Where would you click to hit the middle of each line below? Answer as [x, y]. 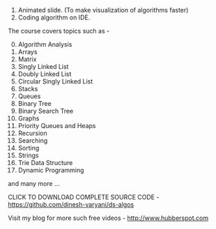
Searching [33, 141]
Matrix [27, 59]
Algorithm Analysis [45, 44]
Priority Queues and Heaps [57, 126]
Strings [28, 155]
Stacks [28, 89]
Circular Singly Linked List [55, 81]
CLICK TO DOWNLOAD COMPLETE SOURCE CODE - [84, 197]
